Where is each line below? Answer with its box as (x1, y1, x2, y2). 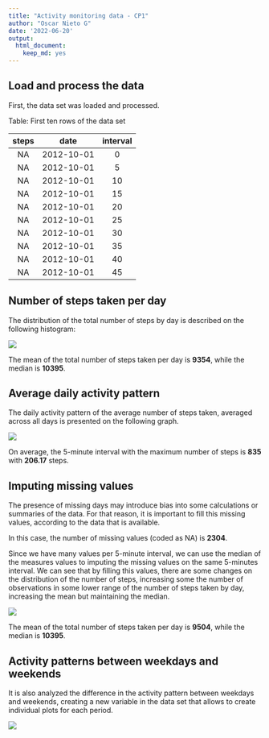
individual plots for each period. (8, 706, 114, 715)
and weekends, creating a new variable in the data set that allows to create (8, 697, 256, 707)
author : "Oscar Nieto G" (8, 19, 92, 27)
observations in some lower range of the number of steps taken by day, (8, 583, 245, 593)
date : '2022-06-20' (8, 27, 74, 35)
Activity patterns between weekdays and (8, 654, 219, 668)
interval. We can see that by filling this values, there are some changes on (8, 566, 253, 576)
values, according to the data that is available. (8, 517, 161, 528)
